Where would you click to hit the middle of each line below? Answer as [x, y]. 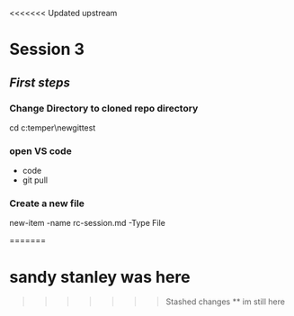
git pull [35, 180]
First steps [40, 82]
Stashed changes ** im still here [226, 302]
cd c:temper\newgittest [53, 127]
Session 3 [47, 50]
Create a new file [47, 203]
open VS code [40, 150]
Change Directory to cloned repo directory [104, 108]
